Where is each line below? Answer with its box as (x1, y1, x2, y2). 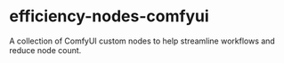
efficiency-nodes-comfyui (9, 6, 209, 27)
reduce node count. (9, 44, 82, 55)
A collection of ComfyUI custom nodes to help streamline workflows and (9, 35, 276, 46)
